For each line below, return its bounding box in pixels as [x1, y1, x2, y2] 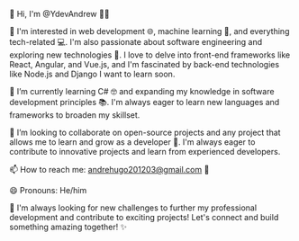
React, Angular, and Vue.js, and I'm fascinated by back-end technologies [9, 59, 280, 69]
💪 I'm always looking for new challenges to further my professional [9, 202, 258, 213]
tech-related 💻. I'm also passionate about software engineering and [9, 37, 263, 47]
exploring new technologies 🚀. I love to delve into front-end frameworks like [9, 49, 291, 60]
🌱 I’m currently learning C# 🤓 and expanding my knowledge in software [9, 86, 275, 96]
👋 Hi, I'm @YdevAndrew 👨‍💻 [9, 9, 110, 19]
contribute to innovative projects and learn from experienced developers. [9, 147, 281, 156]
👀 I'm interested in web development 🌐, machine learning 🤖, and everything [9, 26, 290, 36]
